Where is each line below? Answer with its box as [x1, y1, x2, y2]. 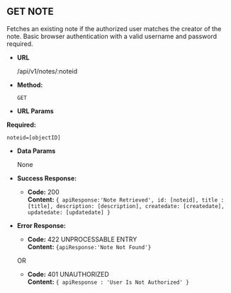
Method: [16, 81, 43, 89]
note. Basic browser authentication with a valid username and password [6, 32, 218, 40]
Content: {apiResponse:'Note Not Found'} [27, 242, 152, 251]
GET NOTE [6, 6, 54, 18]
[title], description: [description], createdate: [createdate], [27, 202, 225, 209]
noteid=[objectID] [6, 134, 61, 141]
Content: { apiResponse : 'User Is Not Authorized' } [27, 277, 189, 286]
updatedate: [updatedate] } [27, 209, 111, 216]
